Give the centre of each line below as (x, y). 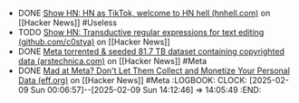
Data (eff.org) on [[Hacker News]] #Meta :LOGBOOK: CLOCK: (132, 80)
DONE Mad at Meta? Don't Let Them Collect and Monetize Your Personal (154, 70)
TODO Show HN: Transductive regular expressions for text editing (141, 32)
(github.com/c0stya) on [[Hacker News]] (94, 42)
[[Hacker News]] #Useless (68, 23)
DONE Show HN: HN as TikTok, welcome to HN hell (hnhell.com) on (144, 13)
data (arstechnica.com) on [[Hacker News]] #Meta (112, 61)
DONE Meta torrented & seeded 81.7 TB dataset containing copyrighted (151, 51)
